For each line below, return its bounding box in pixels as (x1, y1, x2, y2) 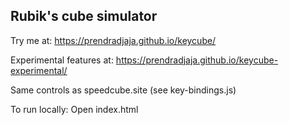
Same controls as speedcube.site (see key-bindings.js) (10, 84, 237, 96)
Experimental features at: (10, 54, 114, 66)
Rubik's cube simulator (10, 8, 158, 25)
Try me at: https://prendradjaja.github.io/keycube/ (10, 34, 217, 46)
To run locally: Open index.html (10, 103, 139, 115)
